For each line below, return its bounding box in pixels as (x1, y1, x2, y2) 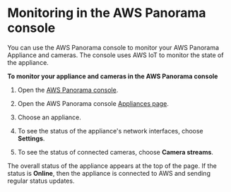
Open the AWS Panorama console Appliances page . (17, 99, 170, 107)
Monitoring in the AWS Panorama (7, 5, 206, 21)
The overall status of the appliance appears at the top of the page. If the (7, 161, 217, 170)
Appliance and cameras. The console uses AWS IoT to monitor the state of (7, 51, 224, 59)
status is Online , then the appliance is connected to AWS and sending (7, 169, 211, 177)
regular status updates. (7, 176, 75, 185)
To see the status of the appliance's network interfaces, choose (17, 126, 203, 135)
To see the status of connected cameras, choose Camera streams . (17, 148, 214, 156)
